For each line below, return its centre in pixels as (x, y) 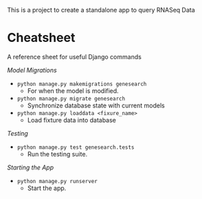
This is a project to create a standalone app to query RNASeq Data (101, 10)
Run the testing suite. (57, 154)
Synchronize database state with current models (96, 105)
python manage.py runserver (57, 181)
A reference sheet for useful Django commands (75, 56)
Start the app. (47, 188)
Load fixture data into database (72, 120)
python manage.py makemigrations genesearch (82, 84)
